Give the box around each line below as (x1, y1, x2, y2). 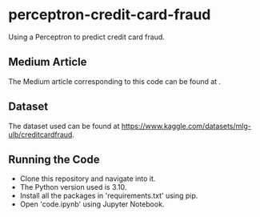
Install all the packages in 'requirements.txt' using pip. (19, 191, 198, 201)
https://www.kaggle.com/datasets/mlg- (121, 121, 252, 131)
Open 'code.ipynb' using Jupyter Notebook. (19, 199, 165, 209)
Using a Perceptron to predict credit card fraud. (8, 32, 166, 42)
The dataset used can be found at (8, 121, 120, 131)
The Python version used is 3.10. (19, 183, 127, 192)
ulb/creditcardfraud (8, 130, 73, 139)
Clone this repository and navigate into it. (19, 174, 156, 183)
